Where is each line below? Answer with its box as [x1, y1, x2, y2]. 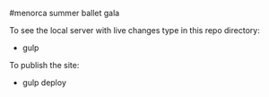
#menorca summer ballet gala [9, 8, 120, 18]
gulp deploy [22, 77, 67, 88]
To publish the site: [9, 60, 80, 70]
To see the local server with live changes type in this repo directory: [9, 25, 260, 35]
